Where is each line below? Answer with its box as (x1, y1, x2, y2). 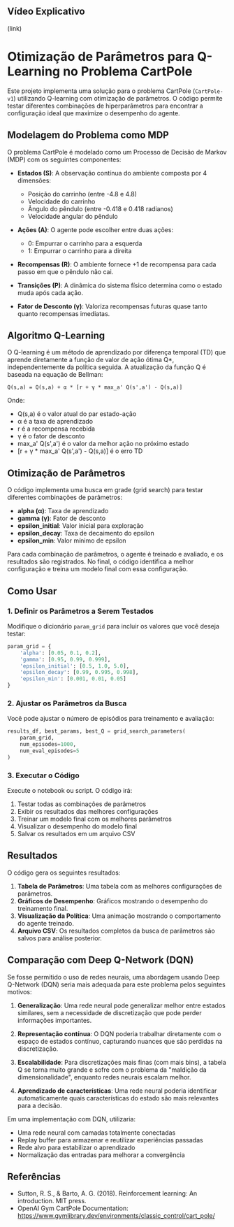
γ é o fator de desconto (17, 432, 85, 440)
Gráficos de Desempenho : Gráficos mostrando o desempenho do (17, 896, 208, 905)
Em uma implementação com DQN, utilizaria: (7, 1114, 136, 1123)
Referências (7, 1170, 61, 1182)
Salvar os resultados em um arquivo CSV (17, 829, 136, 838)
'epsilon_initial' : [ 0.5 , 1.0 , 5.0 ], (20, 662, 130, 670)
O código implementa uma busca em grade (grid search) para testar (7, 486, 204, 494)
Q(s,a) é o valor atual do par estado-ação (17, 410, 137, 418)
